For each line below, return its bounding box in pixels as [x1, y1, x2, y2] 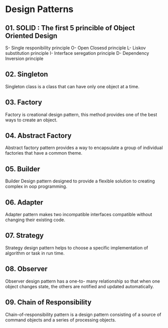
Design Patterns [5, 4, 74, 15]
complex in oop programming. [5, 183, 68, 189]
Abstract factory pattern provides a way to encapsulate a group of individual [5, 145, 163, 151]
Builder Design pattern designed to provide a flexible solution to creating [5, 178, 155, 184]
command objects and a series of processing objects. [5, 316, 116, 323]
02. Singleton [5, 70, 49, 79]
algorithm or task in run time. [5, 250, 65, 256]
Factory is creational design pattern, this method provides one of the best [5, 111, 157, 117]
